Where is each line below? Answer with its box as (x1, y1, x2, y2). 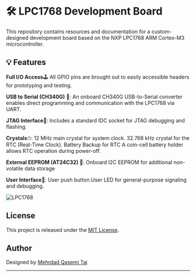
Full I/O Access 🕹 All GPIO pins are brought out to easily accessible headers (6, 73, 190, 80)
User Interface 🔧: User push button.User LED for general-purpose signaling (6, 176, 187, 183)
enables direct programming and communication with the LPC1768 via (6, 99, 175, 106)
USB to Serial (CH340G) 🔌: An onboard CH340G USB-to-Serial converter (6, 93, 183, 100)
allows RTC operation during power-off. (6, 147, 101, 154)
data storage (24, 165, 55, 172)
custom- (151, 28, 172, 35)
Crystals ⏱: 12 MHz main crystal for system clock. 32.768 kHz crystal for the (6, 134, 190, 141)
